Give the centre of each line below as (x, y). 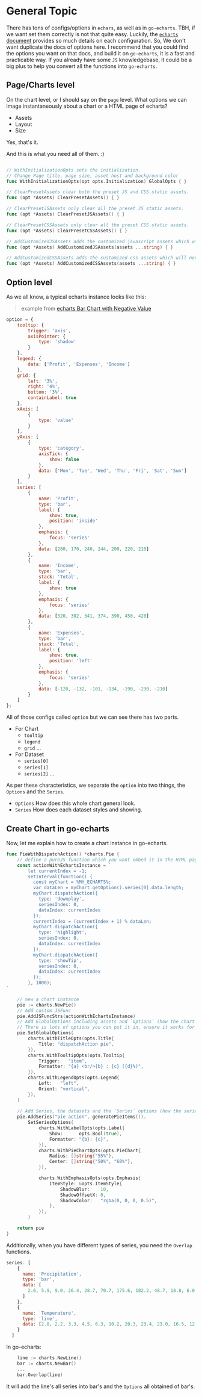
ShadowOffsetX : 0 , (83, 1195)
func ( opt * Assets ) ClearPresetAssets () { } (63, 198)
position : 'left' (71, 661)
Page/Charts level (41, 85)
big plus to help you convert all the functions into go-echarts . (82, 66)
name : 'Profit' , (59, 498)
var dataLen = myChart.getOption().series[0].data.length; (109, 888)
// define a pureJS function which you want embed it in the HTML (102, 860)
